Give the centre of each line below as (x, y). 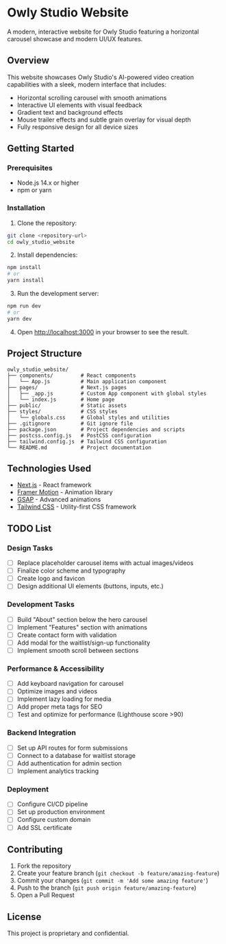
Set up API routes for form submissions (72, 748)
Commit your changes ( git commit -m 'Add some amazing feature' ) (113, 881)
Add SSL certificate (45, 827)
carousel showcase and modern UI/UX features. (75, 38)
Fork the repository (44, 866)
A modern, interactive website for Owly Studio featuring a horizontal (103, 32)
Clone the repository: (47, 223)
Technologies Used (49, 468)
